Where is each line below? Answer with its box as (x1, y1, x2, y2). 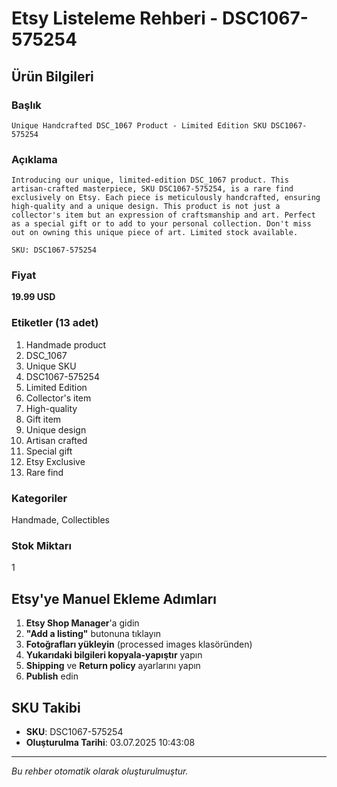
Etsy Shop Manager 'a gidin (25, 617, 140, 629)
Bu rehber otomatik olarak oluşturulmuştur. (11, 765, 189, 777)
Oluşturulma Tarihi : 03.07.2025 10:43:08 (25, 736, 196, 748)
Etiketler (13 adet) (11, 316, 99, 330)
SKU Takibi (11, 699, 81, 716)
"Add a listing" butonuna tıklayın (25, 628, 162, 640)
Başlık (11, 98, 42, 112)
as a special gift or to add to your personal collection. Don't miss (11, 219, 312, 229)
